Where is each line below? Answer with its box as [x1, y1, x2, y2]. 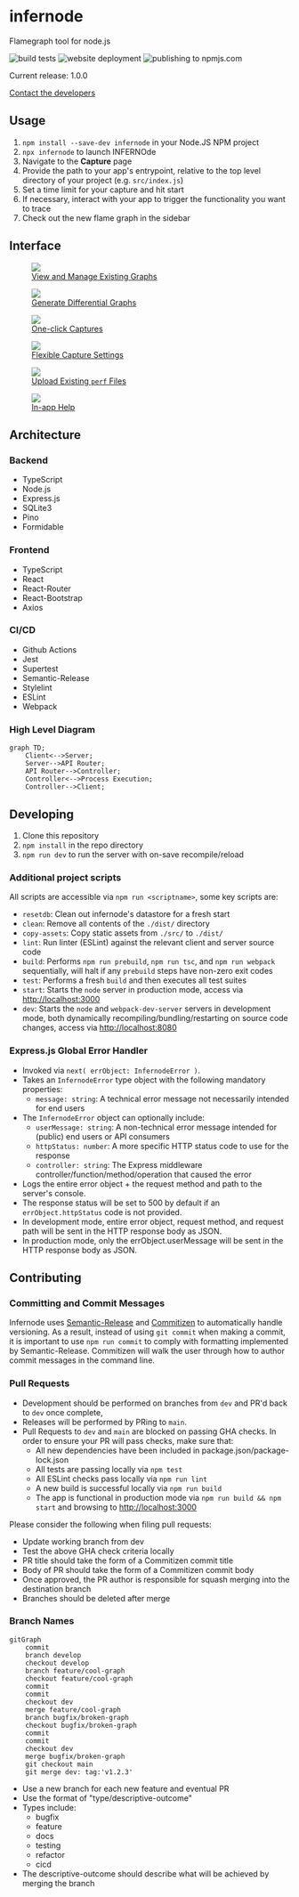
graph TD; [9, 743, 46, 753]
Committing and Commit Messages [9, 1297, 166, 1309]
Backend [9, 454, 49, 466]
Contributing [9, 1270, 82, 1285]
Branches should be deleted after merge [21, 1593, 171, 1603]
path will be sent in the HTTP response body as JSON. [21, 1226, 222, 1236]
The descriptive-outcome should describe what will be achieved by [21, 1868, 270, 1879]
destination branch [21, 1583, 92, 1594]
